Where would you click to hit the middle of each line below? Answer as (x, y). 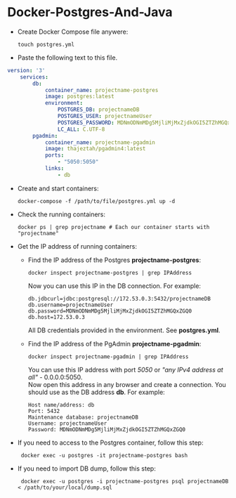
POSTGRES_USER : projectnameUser (105, 117)
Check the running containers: (61, 214)
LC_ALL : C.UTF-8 (81, 129)
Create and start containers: (58, 188)
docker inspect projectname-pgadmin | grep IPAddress (108, 356)
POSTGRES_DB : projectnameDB (98, 110)
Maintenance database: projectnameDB (83, 417)
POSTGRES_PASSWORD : (86, 123)
